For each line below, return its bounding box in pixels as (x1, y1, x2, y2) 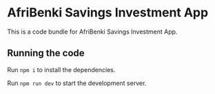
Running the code (7, 47, 85, 59)
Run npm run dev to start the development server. (7, 79, 147, 87)
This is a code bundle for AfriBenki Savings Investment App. (7, 27, 178, 36)
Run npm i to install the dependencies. (7, 65, 116, 73)
